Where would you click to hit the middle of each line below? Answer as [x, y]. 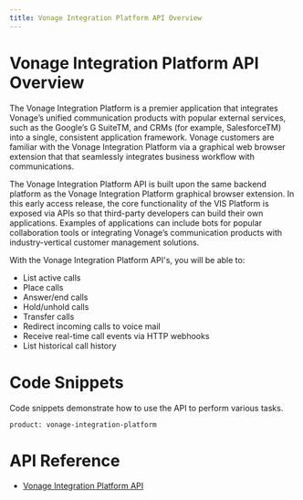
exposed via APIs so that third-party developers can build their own [136, 213]
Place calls [43, 287]
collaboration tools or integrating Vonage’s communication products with [146, 232]
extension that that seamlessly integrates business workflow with [132, 156]
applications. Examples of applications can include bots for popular [136, 223]
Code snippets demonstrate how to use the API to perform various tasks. [146, 408]
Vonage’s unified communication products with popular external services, [148, 117]
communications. [42, 166]
